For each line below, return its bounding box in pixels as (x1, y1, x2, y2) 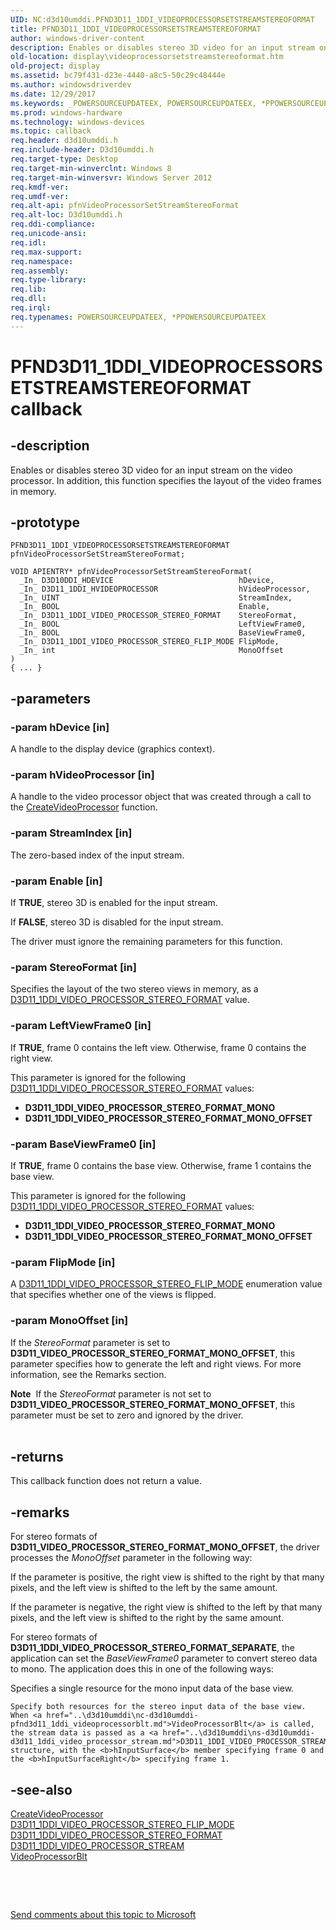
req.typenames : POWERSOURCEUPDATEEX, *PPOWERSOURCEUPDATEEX (10, 312, 267, 322)
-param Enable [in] (10, 874, 103, 888)
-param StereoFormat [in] (10, 960, 137, 974)
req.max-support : (10, 247, 83, 257)
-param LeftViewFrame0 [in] (10, 1019, 152, 1033)
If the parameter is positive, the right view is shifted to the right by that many (10, 1571, 325, 1583)
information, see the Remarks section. (10, 1368, 167, 1380)
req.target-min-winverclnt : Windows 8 (10, 163, 172, 173)
